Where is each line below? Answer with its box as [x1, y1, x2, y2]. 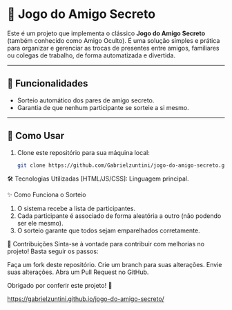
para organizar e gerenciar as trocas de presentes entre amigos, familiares [7, 44, 220, 52]
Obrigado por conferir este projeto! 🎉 [7, 282, 113, 290]
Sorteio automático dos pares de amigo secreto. [17, 96, 155, 104]
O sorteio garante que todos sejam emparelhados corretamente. [17, 226, 200, 235]
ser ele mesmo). [17, 219, 64, 228]
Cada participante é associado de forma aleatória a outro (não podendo [17, 212, 222, 220]
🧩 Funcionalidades [7, 77, 88, 89]
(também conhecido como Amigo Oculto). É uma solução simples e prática [7, 36, 220, 44]
